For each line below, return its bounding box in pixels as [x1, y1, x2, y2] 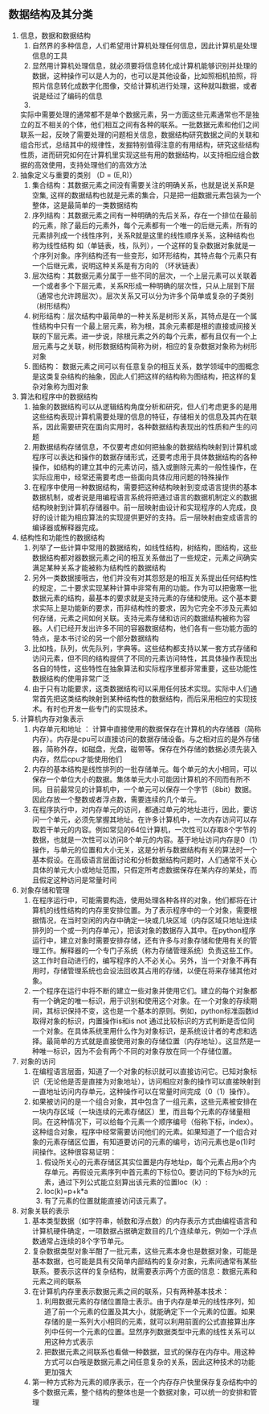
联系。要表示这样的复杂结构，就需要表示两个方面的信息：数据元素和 [31, 1266, 258, 1275]
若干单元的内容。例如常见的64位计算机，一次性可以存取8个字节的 [39, 824, 257, 834]
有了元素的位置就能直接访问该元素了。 [43, 1196, 171, 1205]
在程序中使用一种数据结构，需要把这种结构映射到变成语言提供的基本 [31, 482, 258, 491]
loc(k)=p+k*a [43, 1186, 88, 1196]
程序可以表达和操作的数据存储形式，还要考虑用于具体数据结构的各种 [31, 452, 258, 462]
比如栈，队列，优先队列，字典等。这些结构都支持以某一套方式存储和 [31, 643, 258, 653]
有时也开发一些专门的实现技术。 [46, 703, 153, 713]
